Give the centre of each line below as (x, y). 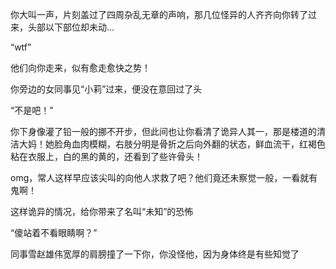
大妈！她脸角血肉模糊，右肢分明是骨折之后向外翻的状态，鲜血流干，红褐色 (172, 144)
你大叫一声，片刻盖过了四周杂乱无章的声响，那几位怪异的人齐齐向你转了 (159, 14)
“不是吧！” (32, 110)
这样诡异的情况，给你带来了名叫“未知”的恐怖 (102, 211)
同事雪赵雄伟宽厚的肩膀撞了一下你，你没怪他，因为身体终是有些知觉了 (155, 254)
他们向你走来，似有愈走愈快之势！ (80, 67)
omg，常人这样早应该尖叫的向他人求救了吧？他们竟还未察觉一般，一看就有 (164, 177)
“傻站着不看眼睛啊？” (54, 232)
